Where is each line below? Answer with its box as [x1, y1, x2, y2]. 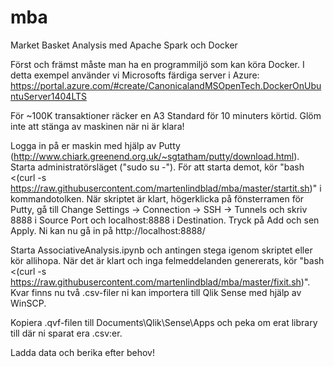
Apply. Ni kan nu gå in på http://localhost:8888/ [10, 224, 206, 236]
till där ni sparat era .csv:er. [10, 327, 123, 339]
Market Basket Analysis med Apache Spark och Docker [10, 39, 238, 51]
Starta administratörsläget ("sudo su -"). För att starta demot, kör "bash [10, 161, 305, 173]
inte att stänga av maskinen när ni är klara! [10, 120, 185, 132]
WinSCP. [10, 297, 47, 309]
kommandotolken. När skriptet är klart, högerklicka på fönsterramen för [10, 192, 305, 205]
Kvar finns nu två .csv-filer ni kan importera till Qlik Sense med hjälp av [10, 286, 302, 298]
